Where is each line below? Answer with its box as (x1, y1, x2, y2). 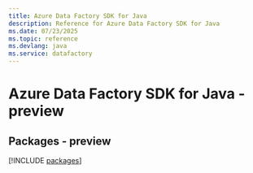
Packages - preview (8, 134, 111, 148)
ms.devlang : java (8, 42, 68, 50)
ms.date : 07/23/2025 (8, 27, 79, 35)
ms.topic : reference (8, 34, 79, 43)
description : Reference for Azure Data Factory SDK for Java (8, 19, 220, 28)
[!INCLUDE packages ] (8, 156, 82, 165)
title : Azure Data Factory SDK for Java (8, 11, 148, 20)
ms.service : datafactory (8, 50, 93, 58)
